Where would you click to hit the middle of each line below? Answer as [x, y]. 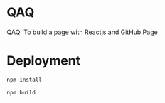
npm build [21, 92]
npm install [24, 80]
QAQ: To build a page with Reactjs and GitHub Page [82, 32]
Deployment [44, 61]
